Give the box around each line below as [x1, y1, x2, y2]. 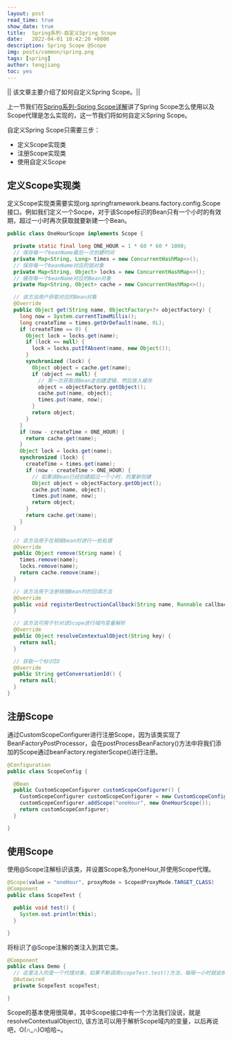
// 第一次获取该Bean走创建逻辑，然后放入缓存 [37, 377, 153, 384]
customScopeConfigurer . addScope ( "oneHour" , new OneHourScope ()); [19, 800, 212, 807]
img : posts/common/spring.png [7, 49, 95, 56]
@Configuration [7, 761, 51, 768]
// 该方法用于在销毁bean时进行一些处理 [13, 537, 113, 544]
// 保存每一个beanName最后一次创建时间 [13, 249, 115, 256]
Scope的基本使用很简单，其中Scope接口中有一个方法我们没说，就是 [7, 1008, 202, 1017]
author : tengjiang [7, 61, 60, 68]
